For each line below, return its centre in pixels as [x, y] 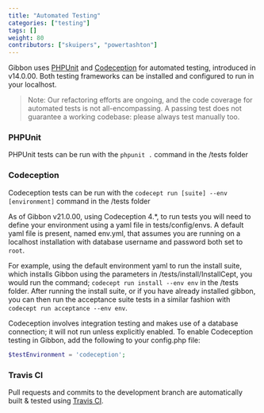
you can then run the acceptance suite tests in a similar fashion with [119, 299]
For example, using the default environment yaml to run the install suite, [125, 265]
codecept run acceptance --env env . [68, 307]
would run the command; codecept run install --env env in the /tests [124, 282]
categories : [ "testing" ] [49, 23]
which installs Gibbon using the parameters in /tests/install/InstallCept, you [130, 274]
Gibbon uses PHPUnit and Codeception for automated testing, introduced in [132, 68]
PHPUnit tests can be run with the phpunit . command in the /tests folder [128, 155]
